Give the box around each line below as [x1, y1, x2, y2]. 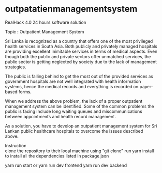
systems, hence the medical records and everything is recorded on [5, 83, 139, 89]
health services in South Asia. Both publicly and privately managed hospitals [5, 43, 158, 49]
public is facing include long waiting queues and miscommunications [5, 108, 143, 114]
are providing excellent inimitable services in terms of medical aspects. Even [5, 48, 158, 54]
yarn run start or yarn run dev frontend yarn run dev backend [5, 162, 127, 168]
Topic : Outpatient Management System [5, 29, 84, 34]
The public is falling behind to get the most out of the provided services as [5, 73, 153, 79]
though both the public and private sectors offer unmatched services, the [5, 53, 151, 59]
